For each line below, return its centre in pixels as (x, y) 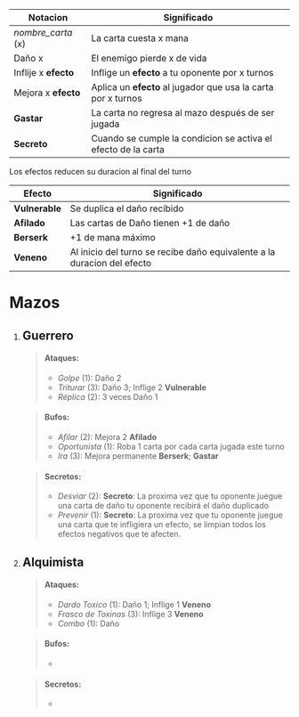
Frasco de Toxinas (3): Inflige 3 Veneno (130, 614)
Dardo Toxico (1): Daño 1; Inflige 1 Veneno (134, 604)
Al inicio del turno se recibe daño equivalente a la (173, 252)
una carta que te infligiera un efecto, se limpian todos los (162, 525)
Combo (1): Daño (89, 623)
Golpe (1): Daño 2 (89, 378)
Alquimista (53, 562)
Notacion (48, 17)
